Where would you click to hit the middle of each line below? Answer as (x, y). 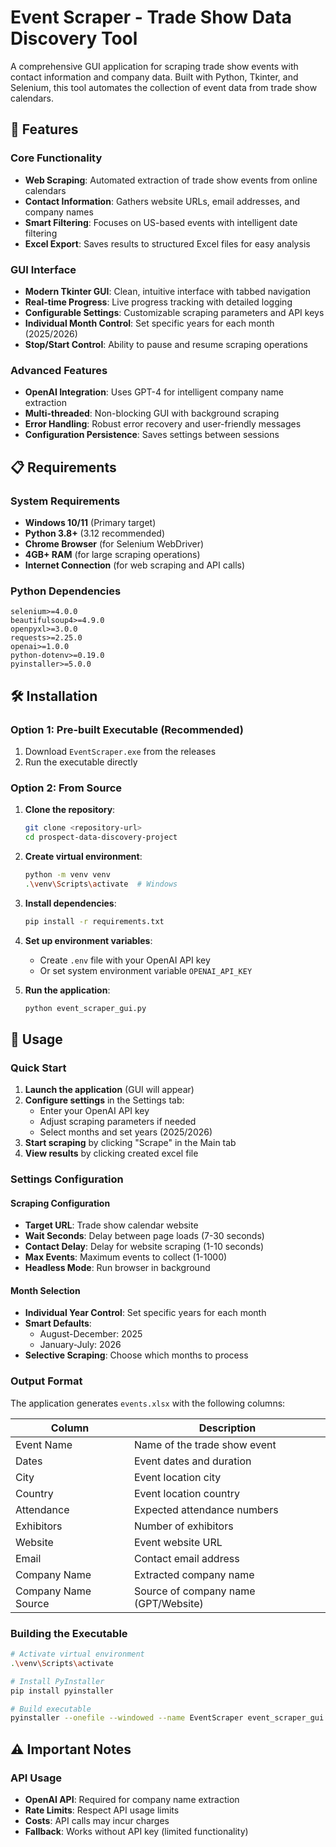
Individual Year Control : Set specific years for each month (145, 1313)
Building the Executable (69, 1633)
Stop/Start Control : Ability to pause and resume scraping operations (166, 344)
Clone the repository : (70, 810)
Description (227, 1428)
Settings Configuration (67, 1179)
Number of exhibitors (183, 1526)
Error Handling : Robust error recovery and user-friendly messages (163, 424)
